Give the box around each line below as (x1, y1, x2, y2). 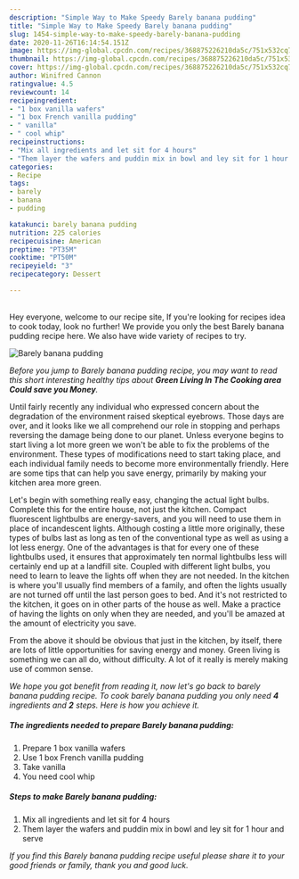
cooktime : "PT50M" (9, 253, 77, 262)
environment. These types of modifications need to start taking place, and (9, 448, 281, 460)
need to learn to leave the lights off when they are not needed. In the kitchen (9, 570, 290, 581)
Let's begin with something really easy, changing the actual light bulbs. (9, 494, 270, 505)
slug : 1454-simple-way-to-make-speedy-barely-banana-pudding (9, 29, 241, 38)
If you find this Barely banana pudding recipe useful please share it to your (9, 850, 285, 861)
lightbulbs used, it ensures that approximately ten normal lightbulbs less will (9, 551, 287, 562)
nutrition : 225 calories (9, 228, 101, 237)
